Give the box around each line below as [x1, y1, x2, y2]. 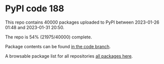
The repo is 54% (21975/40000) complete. [5, 34, 92, 40]
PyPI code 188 [5, 3, 64, 14]
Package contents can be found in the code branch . [5, 43, 111, 49]
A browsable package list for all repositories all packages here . [5, 53, 133, 59]
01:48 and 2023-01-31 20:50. [5, 24, 65, 30]
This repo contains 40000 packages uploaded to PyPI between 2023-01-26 [5, 19, 160, 25]
